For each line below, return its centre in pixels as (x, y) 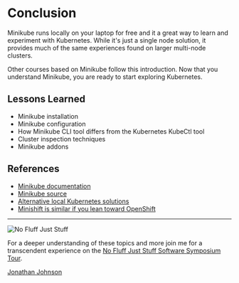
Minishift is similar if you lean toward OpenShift (86, 208)
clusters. (20, 55)
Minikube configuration (52, 124)
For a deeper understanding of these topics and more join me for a (105, 242)
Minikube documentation (54, 186)
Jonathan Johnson (35, 272)
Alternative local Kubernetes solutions (73, 201)
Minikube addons (43, 146)
